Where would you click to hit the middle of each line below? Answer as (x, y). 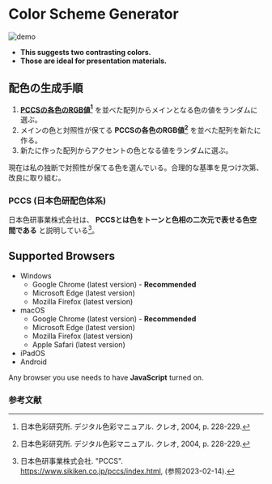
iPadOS (33, 353)
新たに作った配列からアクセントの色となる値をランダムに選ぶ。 (126, 151)
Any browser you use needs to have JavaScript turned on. (106, 377)
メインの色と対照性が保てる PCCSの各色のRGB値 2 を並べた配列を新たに (140, 129)
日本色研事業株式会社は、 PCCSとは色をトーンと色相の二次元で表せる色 (129, 220)
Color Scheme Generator (94, 14)
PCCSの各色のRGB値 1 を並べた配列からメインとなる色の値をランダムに (139, 108)
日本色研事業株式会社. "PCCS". (72, 461)
